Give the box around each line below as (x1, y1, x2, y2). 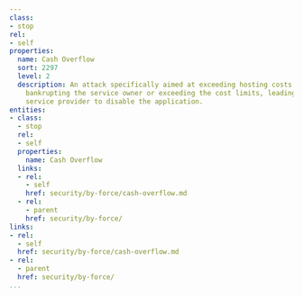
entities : (9, 105, 47, 114)
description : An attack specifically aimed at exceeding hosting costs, (17, 80, 297, 89)
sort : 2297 (17, 64, 59, 73)
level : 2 (17, 72, 50, 81)
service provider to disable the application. (25, 96, 204, 106)
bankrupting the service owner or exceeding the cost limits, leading (25, 88, 297, 97)
